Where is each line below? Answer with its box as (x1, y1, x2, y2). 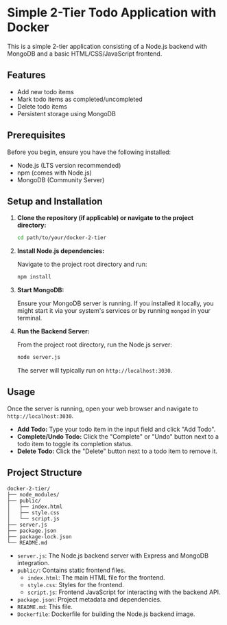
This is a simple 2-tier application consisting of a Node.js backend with (7, 42, 208, 50)
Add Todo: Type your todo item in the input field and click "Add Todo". (16, 425, 216, 433)
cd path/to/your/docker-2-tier (16, 234, 107, 241)
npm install (16, 274, 51, 281)
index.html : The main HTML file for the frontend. (27, 573, 166, 582)
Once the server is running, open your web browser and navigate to (7, 404, 199, 413)
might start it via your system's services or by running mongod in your (16, 307, 211, 315)
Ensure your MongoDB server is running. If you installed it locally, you (16, 299, 214, 307)
